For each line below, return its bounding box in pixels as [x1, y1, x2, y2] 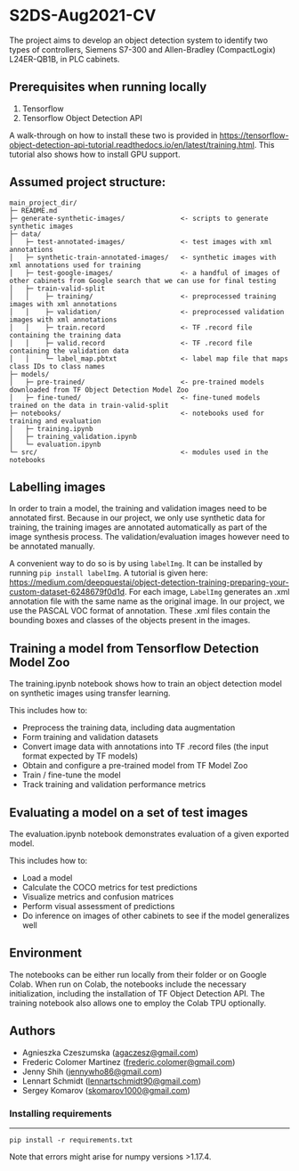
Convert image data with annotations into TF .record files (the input [21, 741, 269, 752]
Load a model [21, 873, 73, 882]
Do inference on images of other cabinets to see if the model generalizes [21, 910, 290, 921]
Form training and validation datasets [21, 732, 158, 743]
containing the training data [9, 330, 122, 339]
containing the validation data [9, 346, 129, 355]
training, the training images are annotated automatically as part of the [9, 522, 268, 533]
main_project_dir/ [9, 198, 77, 207]
